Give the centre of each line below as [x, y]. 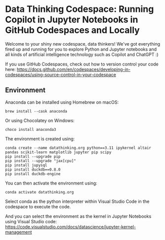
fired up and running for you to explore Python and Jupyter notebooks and [81, 49]
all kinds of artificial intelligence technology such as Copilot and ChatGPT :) [82, 54]
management [19, 232]
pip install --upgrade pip [33, 156]
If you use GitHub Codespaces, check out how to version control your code [82, 64]
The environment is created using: [40, 139]
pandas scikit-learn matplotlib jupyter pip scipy [58, 152]
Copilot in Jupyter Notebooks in [72, 20]
